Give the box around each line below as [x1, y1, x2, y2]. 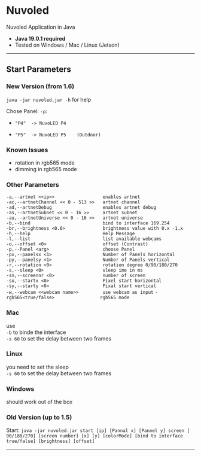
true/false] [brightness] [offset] [6, 438, 95, 445]
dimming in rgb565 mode [14, 165, 77, 172]
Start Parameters [6, 64, 72, 75]
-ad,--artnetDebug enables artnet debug [6, 205, 157, 211]
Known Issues [6, 145, 48, 154]
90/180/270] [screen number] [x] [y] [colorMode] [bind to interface [6, 433, 184, 439]
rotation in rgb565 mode [14, 159, 75, 166]
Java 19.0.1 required [14, 35, 66, 42]
